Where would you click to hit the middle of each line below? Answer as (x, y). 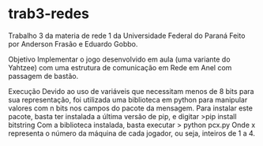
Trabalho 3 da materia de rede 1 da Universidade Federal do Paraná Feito (127, 36)
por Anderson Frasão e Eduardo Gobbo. (73, 43)
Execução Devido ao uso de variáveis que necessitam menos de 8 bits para (131, 91)
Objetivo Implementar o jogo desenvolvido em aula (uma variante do (119, 59)
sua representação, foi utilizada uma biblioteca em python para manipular (128, 99)
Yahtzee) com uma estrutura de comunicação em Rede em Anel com (120, 67)
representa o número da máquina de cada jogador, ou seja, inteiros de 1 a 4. (131, 133)
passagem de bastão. (43, 76)
